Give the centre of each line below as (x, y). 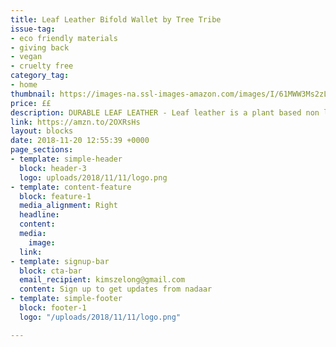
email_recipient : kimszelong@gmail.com (102, 280)
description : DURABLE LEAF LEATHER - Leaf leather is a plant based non (165, 112)
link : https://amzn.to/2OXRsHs (75, 122)
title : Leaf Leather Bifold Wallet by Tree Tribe (116, 19)
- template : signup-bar (60, 261)
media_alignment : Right (68, 206)
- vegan (26, 57)
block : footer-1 (53, 308)
